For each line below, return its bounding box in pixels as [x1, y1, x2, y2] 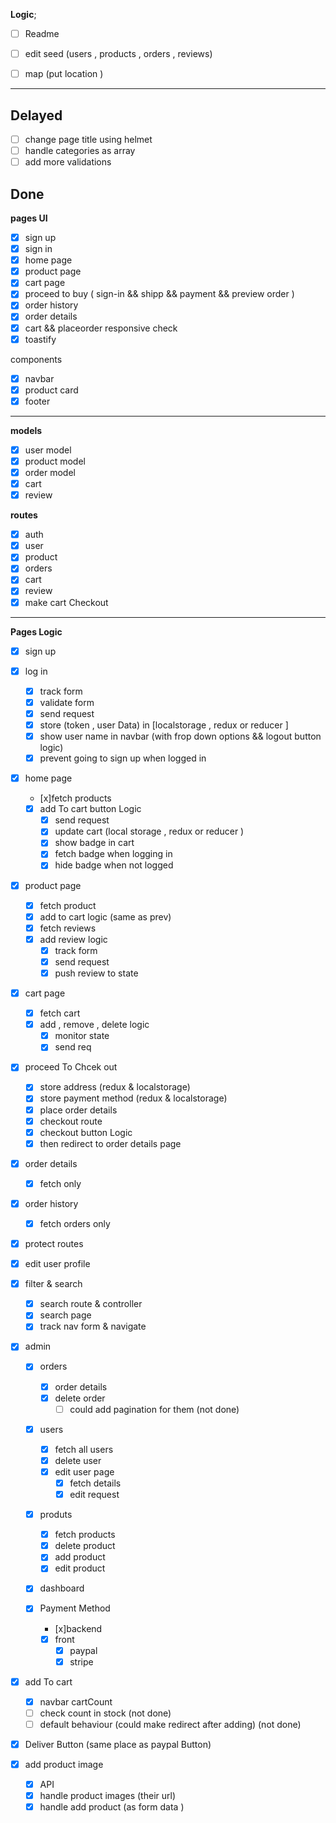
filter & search [24, 1278, 83, 1290]
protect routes [24, 1238, 84, 1249]
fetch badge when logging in [54, 848, 173, 860]
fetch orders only [39, 1217, 111, 1229]
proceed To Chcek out [24, 1061, 118, 1073]
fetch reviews [39, 922, 97, 934]
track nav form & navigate [39, 1320, 147, 1333]
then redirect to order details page [39, 1137, 182, 1149]
